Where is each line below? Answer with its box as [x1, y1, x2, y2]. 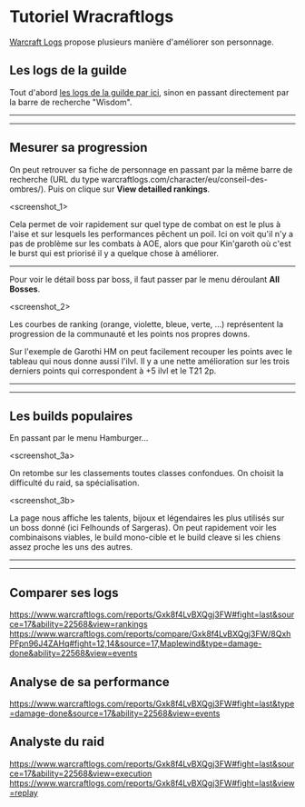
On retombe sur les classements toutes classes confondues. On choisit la [9, 468, 284, 479]
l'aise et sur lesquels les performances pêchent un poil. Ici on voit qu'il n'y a [9, 228, 293, 239]
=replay [9, 787, 38, 798]
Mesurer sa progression [9, 140, 148, 155]
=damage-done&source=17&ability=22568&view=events [9, 708, 221, 719]
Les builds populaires [9, 408, 133, 423]
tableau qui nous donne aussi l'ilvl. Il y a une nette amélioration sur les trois [9, 355, 290, 366]
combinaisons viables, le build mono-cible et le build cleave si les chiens [9, 532, 281, 543]
